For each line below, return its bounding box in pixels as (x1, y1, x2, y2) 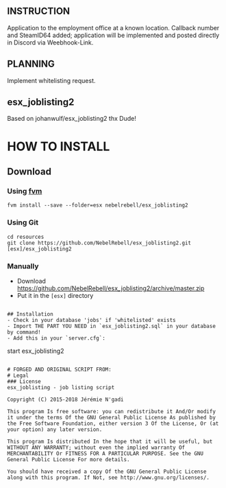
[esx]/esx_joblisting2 (7, 245, 72, 253)
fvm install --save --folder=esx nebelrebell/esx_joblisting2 (7, 202, 188, 209)
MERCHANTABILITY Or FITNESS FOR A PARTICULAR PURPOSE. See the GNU (7, 450, 204, 457)
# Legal (7, 372, 29, 379)
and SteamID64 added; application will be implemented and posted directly (7, 31, 220, 39)
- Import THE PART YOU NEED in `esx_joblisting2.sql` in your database (7, 323, 216, 329)
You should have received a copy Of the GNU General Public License (7, 468, 207, 475)
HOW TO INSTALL (7, 139, 110, 154)
